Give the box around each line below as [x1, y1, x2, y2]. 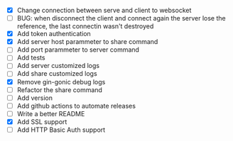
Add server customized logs [16, 62, 100, 70]
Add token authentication [16, 30, 92, 38]
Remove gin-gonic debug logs [16, 77, 106, 86]
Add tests [16, 53, 45, 62]
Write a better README [16, 109, 85, 118]
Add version [16, 94, 53, 102]
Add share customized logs [16, 69, 97, 78]
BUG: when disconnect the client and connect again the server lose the [16, 14, 226, 23]
